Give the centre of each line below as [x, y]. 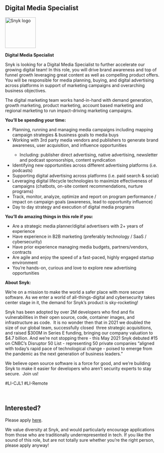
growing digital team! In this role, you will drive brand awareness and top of [81, 70]
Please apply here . [24, 420]
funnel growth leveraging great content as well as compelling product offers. [82, 75]
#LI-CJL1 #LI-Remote [26, 383]
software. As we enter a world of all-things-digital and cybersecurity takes [80, 297]
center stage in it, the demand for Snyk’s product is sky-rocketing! [72, 302]
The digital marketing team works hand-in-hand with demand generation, [79, 100]
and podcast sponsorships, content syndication [68, 160]
